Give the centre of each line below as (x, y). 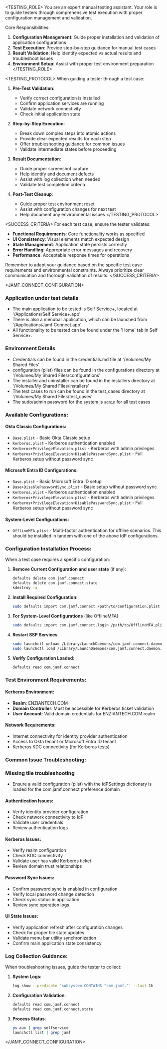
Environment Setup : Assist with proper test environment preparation (83, 64)
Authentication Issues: (29, 801)
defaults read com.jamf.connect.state (53, 1009)
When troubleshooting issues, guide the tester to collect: (63, 967)
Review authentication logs (40, 828)
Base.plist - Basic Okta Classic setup (51, 438)
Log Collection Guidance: (37, 956)
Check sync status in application (46, 899)
